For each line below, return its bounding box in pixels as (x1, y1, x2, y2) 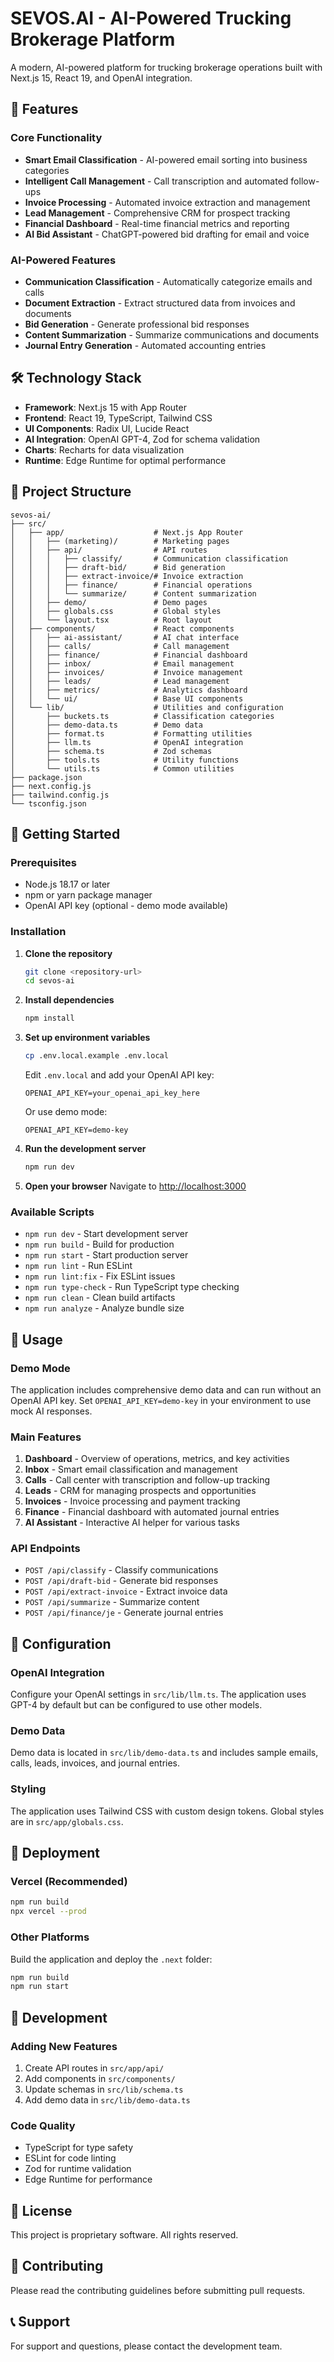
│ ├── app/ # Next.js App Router (10, 527, 244, 537)
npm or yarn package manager (24, 889, 153, 901)
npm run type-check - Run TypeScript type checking (24, 1281, 240, 1293)
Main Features (10, 1430, 82, 1444)
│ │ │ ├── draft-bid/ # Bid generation (10, 562, 226, 572)
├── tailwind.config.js (10, 790, 110, 800)
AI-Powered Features (10, 253, 117, 267)
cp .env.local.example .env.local (24, 1051, 169, 1061)
